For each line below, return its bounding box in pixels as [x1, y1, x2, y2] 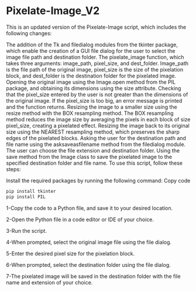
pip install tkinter [6, 188, 57, 194]
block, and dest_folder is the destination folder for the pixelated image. [6, 72, 177, 79]
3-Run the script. [6, 227, 47, 234]
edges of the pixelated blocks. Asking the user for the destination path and [6, 134, 186, 141]
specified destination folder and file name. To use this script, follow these [6, 159, 183, 167]
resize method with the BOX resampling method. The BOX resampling [6, 110, 174, 117]
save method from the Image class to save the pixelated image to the [6, 153, 173, 160]
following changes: [6, 29, 52, 36]
